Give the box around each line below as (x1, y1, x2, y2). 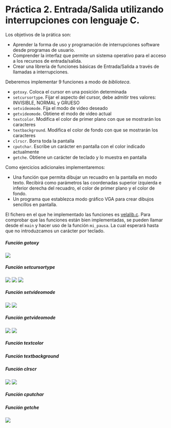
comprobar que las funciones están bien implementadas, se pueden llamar (5, 217, 163, 223)
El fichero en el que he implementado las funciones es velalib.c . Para (5, 211, 151, 217)
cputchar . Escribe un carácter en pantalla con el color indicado (12, 143, 145, 150)
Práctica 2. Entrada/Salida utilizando (5, 4, 164, 15)
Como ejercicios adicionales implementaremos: (5, 164, 105, 170)
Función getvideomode (5, 314, 56, 321)
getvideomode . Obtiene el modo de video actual (12, 110, 112, 117)
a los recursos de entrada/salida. (12, 58, 82, 64)
